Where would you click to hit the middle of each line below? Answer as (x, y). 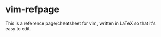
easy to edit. (18, 28)
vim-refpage (33, 9)
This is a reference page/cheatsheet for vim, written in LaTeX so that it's (80, 23)
